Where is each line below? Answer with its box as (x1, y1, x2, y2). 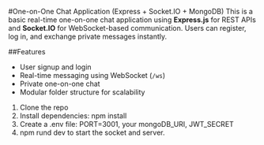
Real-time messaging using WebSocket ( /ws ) (19, 71, 166, 80)
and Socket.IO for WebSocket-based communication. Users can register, (8, 24, 247, 32)
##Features (8, 47, 46, 56)
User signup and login (19, 62, 92, 72)
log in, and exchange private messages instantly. (8, 32, 168, 41)
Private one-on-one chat (19, 79, 100, 88)
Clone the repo (19, 102, 69, 112)
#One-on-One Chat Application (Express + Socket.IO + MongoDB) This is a (8, 7, 253, 16)
